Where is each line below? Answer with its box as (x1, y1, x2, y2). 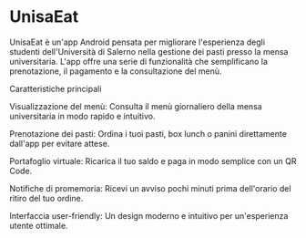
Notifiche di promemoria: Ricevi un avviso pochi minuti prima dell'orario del (9, 182, 291, 193)
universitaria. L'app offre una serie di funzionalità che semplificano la (9, 56, 269, 67)
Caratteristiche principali (9, 83, 102, 94)
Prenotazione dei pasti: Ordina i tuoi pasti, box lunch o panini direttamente (9, 128, 287, 139)
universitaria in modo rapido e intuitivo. (9, 110, 157, 121)
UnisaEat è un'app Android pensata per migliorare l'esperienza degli (9, 36, 266, 47)
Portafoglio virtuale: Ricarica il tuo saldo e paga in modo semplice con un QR (9, 155, 297, 166)
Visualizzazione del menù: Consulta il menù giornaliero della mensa (9, 100, 262, 111)
